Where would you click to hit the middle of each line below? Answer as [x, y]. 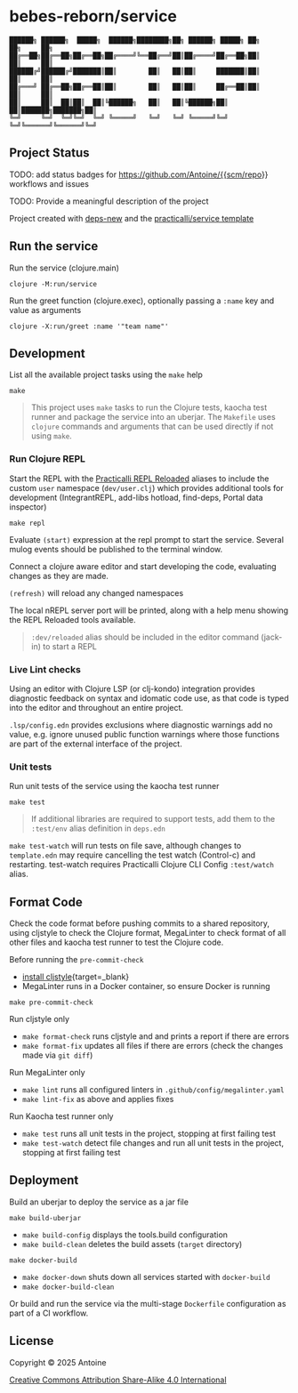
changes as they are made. [59, 576]
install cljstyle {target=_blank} [76, 977]
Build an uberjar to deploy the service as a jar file [99, 1202]
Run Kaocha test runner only [61, 1116]
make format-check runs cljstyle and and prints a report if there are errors [156, 1036]
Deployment [44, 1180]
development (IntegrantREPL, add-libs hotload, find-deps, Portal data [137, 497]
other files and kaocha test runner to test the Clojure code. [117, 942]
